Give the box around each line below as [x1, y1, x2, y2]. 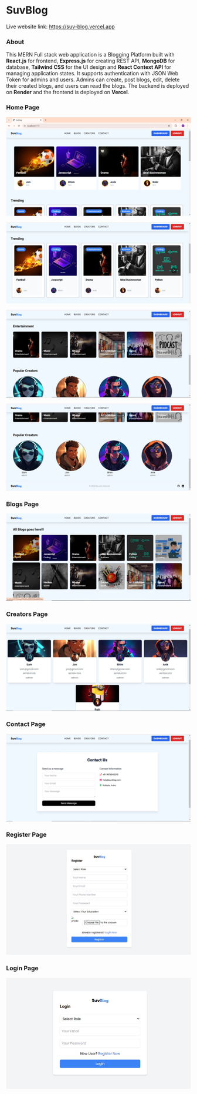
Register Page [6, 830, 47, 838]
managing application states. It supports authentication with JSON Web [6, 70, 179, 77]
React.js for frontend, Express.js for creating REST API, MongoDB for [6, 57, 175, 65]
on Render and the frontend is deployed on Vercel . [6, 89, 130, 96]
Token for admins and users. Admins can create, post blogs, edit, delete [6, 76, 180, 83]
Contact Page [6, 720, 46, 728]
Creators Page [6, 610, 48, 618]
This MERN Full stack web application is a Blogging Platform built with [6, 51, 175, 58]
